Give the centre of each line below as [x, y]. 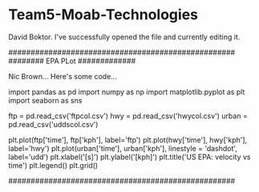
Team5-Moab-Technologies [103, 15]
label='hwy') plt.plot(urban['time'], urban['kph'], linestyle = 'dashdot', [123, 148]
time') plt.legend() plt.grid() [53, 165]
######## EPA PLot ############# [72, 61]
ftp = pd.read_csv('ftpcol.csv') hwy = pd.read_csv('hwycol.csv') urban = [128, 116]
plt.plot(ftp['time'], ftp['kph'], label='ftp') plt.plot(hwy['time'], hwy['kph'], [128, 140]
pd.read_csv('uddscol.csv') [53, 124]
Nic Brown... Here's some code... [63, 76]
